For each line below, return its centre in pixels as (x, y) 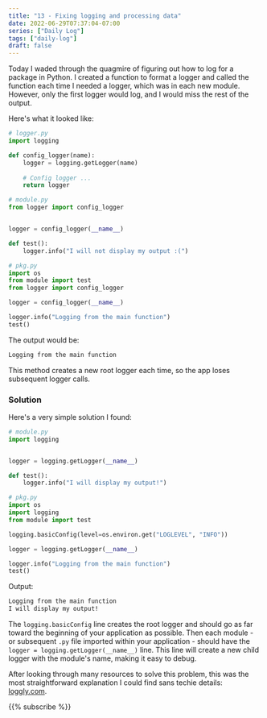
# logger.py (28, 134)
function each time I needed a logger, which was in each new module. (124, 86)
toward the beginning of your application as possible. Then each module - (131, 633)
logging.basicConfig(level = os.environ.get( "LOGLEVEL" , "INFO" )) (118, 534)
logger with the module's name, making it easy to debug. (103, 658)
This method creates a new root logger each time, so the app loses (119, 370)
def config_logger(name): (51, 155)
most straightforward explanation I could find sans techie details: (115, 683)
